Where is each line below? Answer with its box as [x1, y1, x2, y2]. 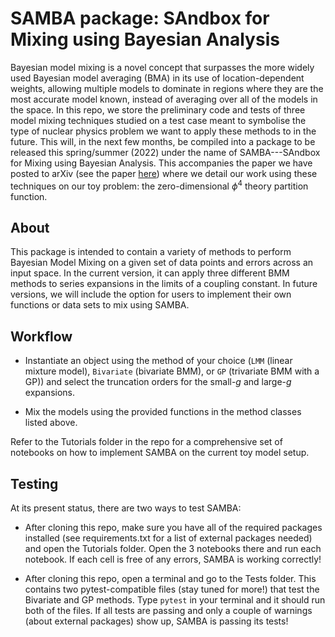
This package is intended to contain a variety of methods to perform [10, 246, 292, 258]
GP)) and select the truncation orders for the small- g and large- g [24, 376, 292, 388]
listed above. [24, 417, 78, 429]
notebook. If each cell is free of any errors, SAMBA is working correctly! [24, 553, 322, 566]
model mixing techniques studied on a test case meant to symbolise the [10, 114, 307, 126]
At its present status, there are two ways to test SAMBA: [10, 502, 242, 514]
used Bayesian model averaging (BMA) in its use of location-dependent [10, 72, 305, 84]
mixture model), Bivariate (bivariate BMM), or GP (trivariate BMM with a [24, 365, 320, 377]
